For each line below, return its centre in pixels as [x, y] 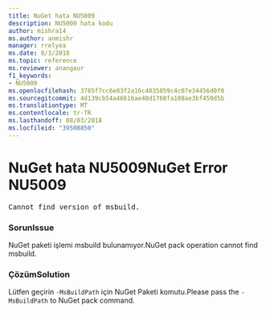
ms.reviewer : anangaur [46, 68]
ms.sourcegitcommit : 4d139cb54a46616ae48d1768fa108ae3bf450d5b [117, 98]
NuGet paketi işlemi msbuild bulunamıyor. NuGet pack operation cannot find [133, 245]
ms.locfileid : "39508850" [51, 128]
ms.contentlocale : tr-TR [50, 113]
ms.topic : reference [43, 61]
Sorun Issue [31, 228]
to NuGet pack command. [92, 301]
